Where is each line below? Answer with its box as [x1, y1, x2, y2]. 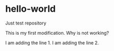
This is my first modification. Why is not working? [5, 30, 109, 36]
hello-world [5, 3, 56, 15]
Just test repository [5, 20, 47, 26]
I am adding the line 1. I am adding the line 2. [5, 39, 99, 46]
